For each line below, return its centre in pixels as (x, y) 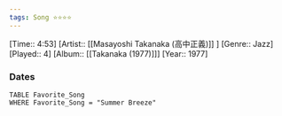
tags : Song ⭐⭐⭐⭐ (41, 17)
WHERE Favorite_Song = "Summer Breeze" (83, 103)
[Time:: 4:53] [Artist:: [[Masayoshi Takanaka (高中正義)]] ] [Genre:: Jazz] (141, 43)
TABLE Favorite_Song (47, 95)
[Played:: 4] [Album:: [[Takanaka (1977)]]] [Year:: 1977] (109, 53)
